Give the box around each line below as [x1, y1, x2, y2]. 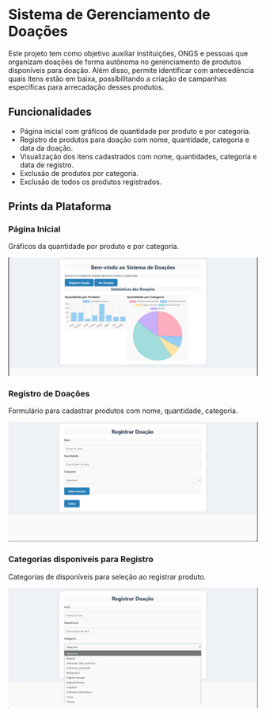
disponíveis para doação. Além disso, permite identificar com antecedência [8, 65, 255, 75]
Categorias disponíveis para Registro [8, 553, 154, 565]
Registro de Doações [8, 388, 90, 399]
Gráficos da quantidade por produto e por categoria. [8, 242, 180, 251]
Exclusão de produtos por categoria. [19, 168, 139, 178]
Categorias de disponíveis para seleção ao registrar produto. [8, 572, 207, 581]
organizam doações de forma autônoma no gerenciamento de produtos [8, 57, 241, 67]
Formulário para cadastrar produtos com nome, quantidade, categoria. [8, 406, 238, 415]
